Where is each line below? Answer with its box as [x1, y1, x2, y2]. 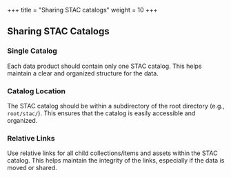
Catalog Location [7, 86, 66, 95]
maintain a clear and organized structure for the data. [7, 69, 159, 78]
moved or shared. [7, 164, 57, 172]
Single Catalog [7, 46, 57, 56]
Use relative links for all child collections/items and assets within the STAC [7, 149, 219, 157]
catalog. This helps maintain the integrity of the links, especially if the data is [7, 156, 225, 165]
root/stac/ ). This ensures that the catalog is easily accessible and [7, 109, 196, 117]
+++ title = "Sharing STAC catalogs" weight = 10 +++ [7, 6, 158, 14]
